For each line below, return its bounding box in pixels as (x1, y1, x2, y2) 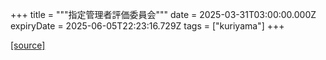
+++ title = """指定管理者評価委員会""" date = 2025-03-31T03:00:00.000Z (10, 9, 317, 20)
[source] (10, 39, 46, 51)
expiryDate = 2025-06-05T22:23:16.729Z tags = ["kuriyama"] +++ (10, 20, 285, 32)
